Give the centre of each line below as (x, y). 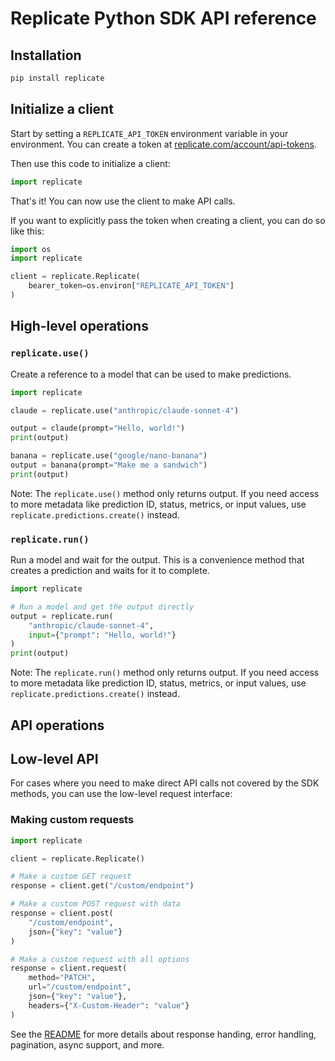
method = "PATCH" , (62, 978)
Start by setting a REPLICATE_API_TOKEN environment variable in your (149, 133)
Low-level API (54, 758)
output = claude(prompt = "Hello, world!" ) (98, 428)
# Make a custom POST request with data (96, 904)
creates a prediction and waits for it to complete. (110, 571)
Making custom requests (72, 820)
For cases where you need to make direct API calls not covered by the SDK (165, 783)
